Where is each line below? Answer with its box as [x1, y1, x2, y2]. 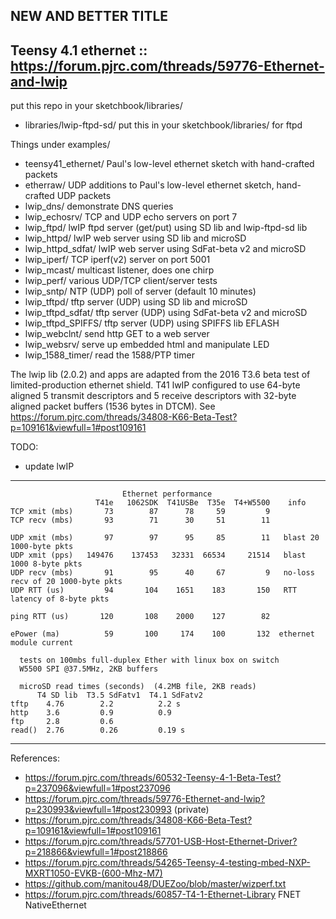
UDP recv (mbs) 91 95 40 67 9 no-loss [10, 568, 315, 578]
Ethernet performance [121, 489, 213, 499]
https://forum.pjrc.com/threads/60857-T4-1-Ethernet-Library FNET [24, 889, 302, 901]
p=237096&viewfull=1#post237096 [24, 782, 171, 794]
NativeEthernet [24, 899, 87, 911]
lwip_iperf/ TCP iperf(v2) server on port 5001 [24, 254, 211, 266]
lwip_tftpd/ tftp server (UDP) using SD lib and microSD [24, 296, 248, 308]
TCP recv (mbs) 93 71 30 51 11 [10, 515, 271, 526]
